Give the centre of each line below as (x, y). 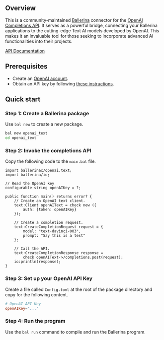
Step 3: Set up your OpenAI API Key (49, 278)
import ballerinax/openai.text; (39, 171)
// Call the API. (32, 249)
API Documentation (25, 51)
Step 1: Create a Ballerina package (47, 113)
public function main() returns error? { (49, 197)
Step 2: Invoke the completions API (48, 150)
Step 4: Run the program (35, 321)
